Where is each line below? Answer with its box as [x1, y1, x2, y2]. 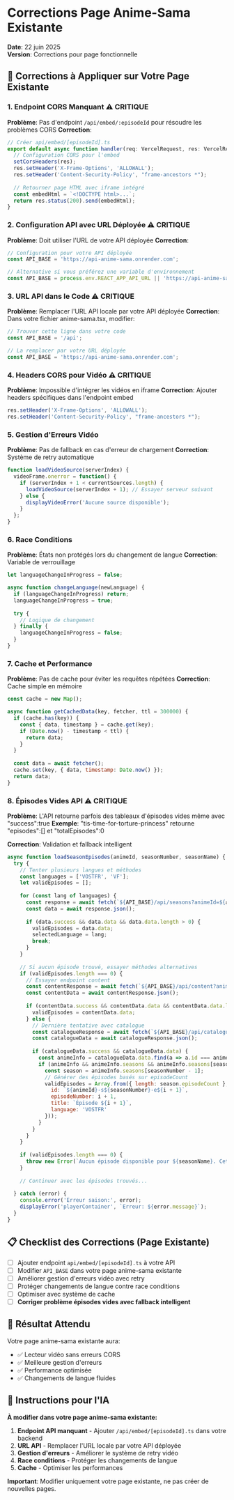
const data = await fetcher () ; [13, 760, 104, 767]
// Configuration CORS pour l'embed [13, 152, 120, 159]
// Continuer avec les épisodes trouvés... [19, 1177, 148, 1184]
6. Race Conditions [7, 534, 73, 544]
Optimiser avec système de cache [17, 1290, 116, 1298]
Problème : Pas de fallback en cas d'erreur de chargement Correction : [7, 446, 210, 454]
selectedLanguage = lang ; [32, 931, 108, 938]
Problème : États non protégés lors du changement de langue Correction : [7, 550, 218, 559]
